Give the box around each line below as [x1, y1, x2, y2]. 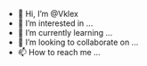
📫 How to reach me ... [17, 47, 101, 57]
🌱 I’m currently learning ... [17, 28, 113, 37]
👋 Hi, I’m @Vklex [17, 9, 78, 19]
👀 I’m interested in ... [17, 18, 94, 29]
